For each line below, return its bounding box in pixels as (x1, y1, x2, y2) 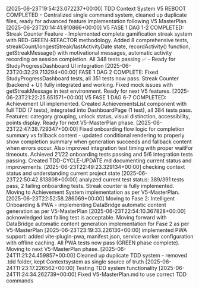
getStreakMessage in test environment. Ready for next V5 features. (6, 87, 171, 95)
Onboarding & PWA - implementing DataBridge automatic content (6, 202, 166, 208)
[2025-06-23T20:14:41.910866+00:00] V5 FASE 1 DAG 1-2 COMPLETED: (6, 24, 184, 31)
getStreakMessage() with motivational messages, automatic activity (6, 49, 172, 56)
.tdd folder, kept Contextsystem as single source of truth (6, 258, 144, 265)
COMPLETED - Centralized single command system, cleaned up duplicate (6, 11, 187, 18)
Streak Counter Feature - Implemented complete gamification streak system (6, 30, 192, 37)
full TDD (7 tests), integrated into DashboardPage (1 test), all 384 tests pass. (6, 106, 192, 114)
